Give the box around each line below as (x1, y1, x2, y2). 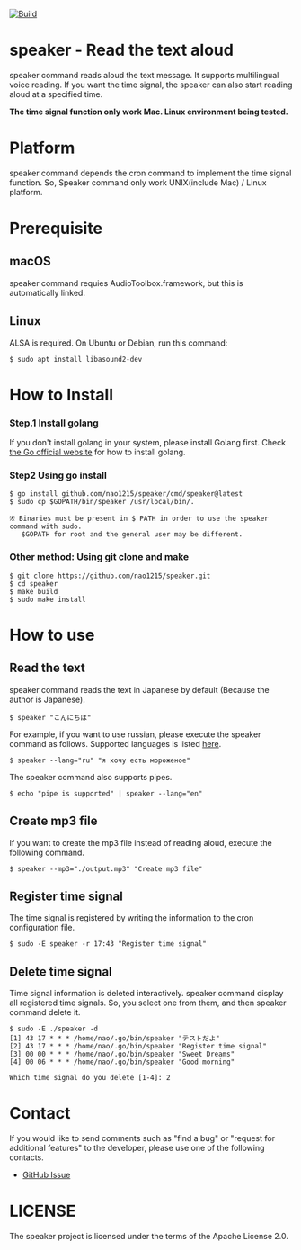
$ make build (9, 587, 58, 596)
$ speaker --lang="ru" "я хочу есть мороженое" (9, 756, 191, 765)
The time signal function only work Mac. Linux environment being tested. (9, 106, 289, 117)
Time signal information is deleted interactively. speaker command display (9, 988, 284, 999)
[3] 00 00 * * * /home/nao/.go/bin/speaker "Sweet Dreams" (9, 1049, 235, 1059)
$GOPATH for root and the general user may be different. (21, 530, 243, 539)
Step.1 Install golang (9, 417, 99, 429)
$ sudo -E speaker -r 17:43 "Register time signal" (9, 940, 207, 949)
